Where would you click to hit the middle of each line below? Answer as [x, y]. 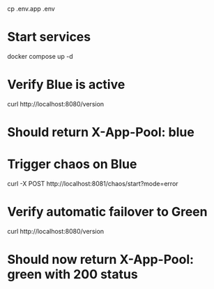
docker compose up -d [40, 56]
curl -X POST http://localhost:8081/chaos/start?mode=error [93, 184]
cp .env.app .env [31, 9]
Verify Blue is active [66, 85]
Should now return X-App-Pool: [100, 260]
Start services [49, 37]
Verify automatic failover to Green [107, 212]
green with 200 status [72, 275]
